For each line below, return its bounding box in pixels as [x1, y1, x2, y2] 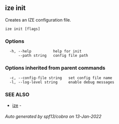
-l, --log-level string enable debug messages [9, 80, 115, 85]
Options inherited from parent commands [5, 65, 106, 72]
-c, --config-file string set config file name [9, 75, 112, 80]
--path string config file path [18, 53, 89, 58]
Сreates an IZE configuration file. [5, 17, 72, 23]
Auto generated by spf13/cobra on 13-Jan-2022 [5, 114, 101, 120]
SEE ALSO [5, 91, 30, 98]
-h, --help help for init [9, 49, 82, 54]
